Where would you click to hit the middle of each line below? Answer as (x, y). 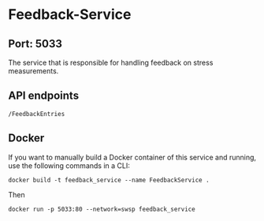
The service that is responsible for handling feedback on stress (111, 62)
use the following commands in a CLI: (69, 165)
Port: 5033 (35, 44)
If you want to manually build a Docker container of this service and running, (132, 157)
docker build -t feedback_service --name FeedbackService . (109, 180)
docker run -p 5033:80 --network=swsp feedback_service (102, 209)
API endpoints (44, 96)
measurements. (33, 71)
